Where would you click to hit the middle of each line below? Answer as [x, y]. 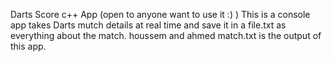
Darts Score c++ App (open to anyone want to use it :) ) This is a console [160, 14]
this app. [28, 46]
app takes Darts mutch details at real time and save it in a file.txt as [148, 25]
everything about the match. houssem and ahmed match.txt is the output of [166, 35]
